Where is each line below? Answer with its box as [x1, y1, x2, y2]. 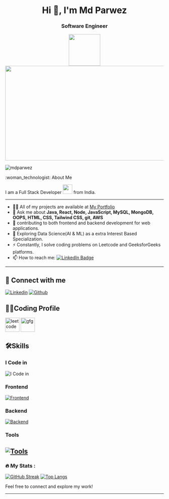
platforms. [12, 249, 34, 255]
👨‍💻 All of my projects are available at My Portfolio [12, 204, 115, 210]
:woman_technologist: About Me [5, 174, 72, 181]
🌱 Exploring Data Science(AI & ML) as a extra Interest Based [12, 231, 137, 237]
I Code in [5, 359, 28, 366]
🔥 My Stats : [5, 462, 36, 469]
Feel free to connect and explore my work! [5, 483, 93, 489]
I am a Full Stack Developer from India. [5, 189, 96, 195]
